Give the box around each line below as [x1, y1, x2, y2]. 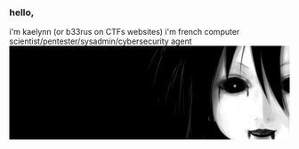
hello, [9, 6, 35, 19]
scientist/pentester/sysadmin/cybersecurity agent [9, 36, 193, 46]
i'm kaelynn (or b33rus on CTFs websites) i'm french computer [9, 27, 240, 37]
